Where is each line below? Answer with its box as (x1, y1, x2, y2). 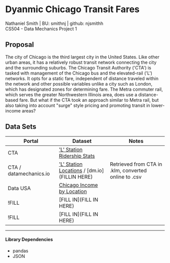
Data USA (8, 184, 31, 192)
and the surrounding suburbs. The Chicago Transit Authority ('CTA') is (5, 64, 152, 70)
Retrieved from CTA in (110, 161, 162, 168)
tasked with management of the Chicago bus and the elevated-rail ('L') (5, 70, 153, 76)
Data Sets (5, 123, 36, 131)
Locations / (59, 167, 86, 174)
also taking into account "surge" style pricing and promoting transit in (5, 102, 150, 108)
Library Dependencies (5, 237, 53, 243)
